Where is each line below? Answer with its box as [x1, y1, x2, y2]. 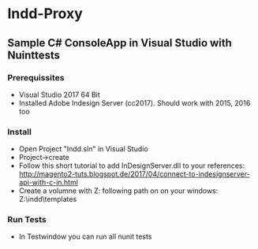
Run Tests [7, 214, 47, 225]
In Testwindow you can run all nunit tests [18, 232, 152, 241]
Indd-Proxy [7, 5, 84, 23]
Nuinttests [7, 48, 61, 61]
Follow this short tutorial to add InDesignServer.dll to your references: [18, 161, 245, 170]
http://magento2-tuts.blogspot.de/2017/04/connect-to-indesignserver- [18, 169, 250, 179]
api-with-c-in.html [18, 178, 78, 188]
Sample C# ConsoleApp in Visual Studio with [7, 36, 232, 50]
